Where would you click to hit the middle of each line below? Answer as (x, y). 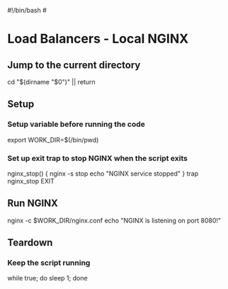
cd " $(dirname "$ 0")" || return (51, 82)
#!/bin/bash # (27, 10)
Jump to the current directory (74, 65)
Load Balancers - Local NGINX (98, 39)
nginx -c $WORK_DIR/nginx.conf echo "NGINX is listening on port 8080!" (114, 220)
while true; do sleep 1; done (47, 278)
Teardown (30, 243)
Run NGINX (33, 204)
